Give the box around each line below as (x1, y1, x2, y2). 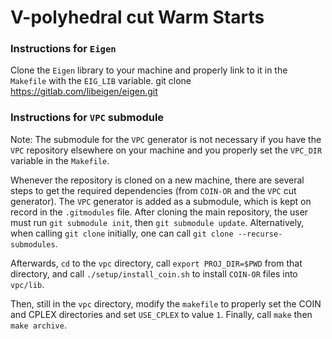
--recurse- (237, 229, 283, 239)
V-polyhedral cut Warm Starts (10, 6, 265, 29)
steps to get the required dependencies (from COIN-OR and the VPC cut (10, 184, 297, 196)
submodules (10, 239, 56, 250)
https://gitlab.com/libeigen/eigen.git (10, 86, 158, 98)
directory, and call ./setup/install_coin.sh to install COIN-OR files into (10, 267, 298, 280)
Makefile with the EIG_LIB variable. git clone (10, 75, 192, 87)
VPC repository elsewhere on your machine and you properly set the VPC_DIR (10, 144, 323, 156)
